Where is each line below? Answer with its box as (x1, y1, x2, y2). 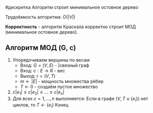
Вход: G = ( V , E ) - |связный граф (20, 62, 89, 68)
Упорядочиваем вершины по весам (12, 57, 90, 63)
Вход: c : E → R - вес (20, 67, 65, 73)
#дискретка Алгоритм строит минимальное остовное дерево (5, 5, 139, 10)
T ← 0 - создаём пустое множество (20, 83, 98, 89)
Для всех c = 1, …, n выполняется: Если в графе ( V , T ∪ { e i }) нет (12, 95, 148, 102)
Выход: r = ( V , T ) (20, 73, 56, 79)
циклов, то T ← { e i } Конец (12, 102, 69, 109)
